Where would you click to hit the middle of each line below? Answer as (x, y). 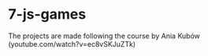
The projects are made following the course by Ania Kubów (104, 36)
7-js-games (47, 14)
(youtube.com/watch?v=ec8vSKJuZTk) (72, 44)
